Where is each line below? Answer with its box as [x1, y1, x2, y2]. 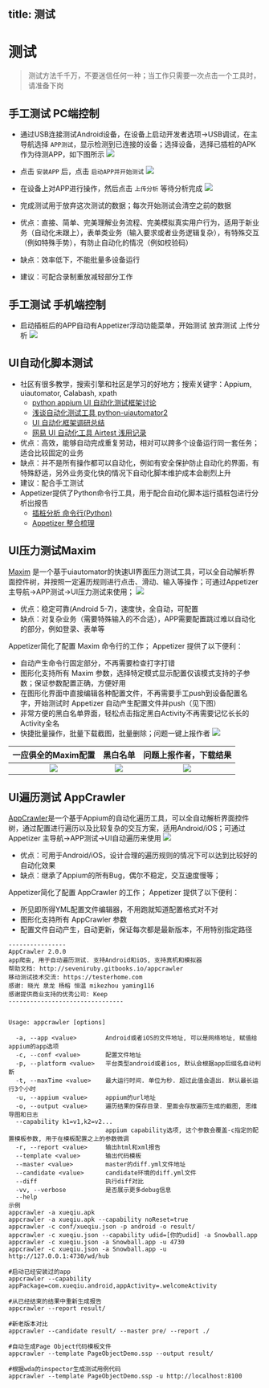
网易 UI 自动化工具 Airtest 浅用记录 [31, 428, 147, 438]
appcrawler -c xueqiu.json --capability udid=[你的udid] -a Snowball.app [8, 1231, 259, 1239]
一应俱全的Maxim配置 [12, 749, 96, 760]
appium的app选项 [8, 1043, 59, 1051]
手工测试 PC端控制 [8, 107, 100, 120]
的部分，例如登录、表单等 [19, 624, 105, 633]
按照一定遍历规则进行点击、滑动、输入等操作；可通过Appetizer [50, 576, 259, 586]
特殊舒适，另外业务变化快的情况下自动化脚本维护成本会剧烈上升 [19, 468, 231, 478]
